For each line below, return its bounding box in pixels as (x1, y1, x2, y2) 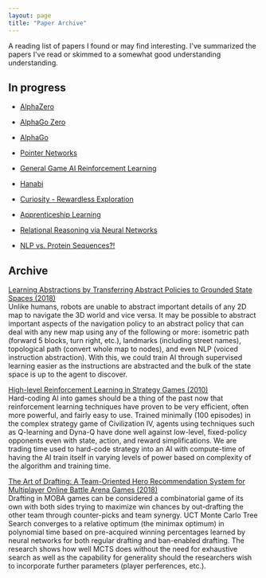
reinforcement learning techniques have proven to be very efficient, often (8, 402, 249, 412)
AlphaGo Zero (19, 117, 66, 127)
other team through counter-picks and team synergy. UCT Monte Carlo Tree (8, 510, 258, 520)
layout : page (8, 11, 52, 20)
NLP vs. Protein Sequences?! (19, 240, 115, 251)
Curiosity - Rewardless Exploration (19, 194, 134, 204)
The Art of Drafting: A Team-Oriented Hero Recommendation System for (8, 477, 245, 486)
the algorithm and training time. (8, 461, 111, 471)
